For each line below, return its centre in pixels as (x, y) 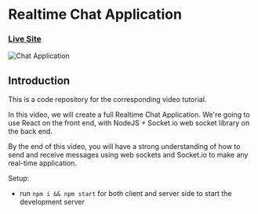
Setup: (19, 179)
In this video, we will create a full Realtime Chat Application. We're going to (129, 114)
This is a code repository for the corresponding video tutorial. (107, 100)
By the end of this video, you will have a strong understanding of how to (124, 147)
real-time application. (42, 163)
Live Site (25, 39)
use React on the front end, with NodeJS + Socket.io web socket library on (129, 123)
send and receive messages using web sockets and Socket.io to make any (128, 155)
